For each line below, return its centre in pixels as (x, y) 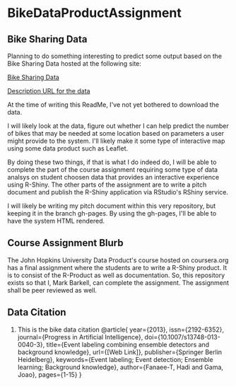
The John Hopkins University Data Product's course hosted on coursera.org (118, 260)
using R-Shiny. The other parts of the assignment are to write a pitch (107, 185)
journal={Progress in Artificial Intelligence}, (80, 337)
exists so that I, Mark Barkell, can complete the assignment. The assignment (118, 282)
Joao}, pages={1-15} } (50, 374)
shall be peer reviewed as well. (52, 290)
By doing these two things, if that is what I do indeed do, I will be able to (112, 162)
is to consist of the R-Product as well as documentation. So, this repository (116, 275)
